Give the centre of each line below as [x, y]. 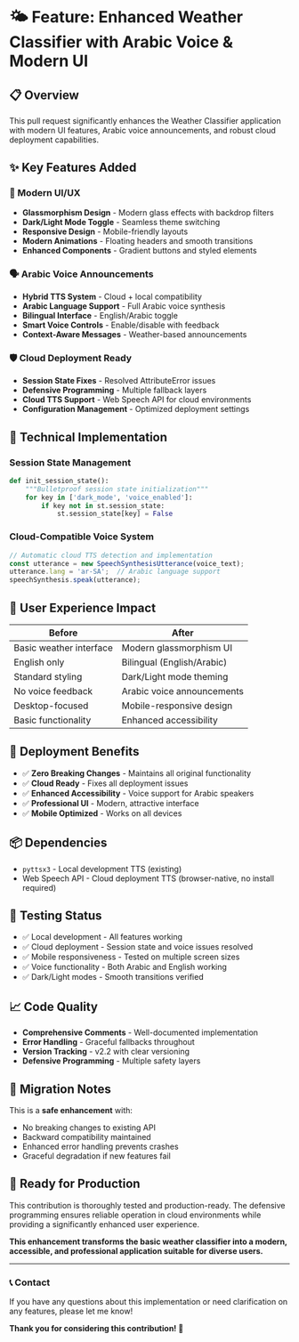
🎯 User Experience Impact [83, 607]
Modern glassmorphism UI [177, 648]
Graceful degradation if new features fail [96, 1156]
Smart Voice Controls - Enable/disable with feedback [121, 325]
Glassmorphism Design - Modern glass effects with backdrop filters [148, 212]
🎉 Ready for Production [75, 1184]
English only [39, 662]
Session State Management [70, 462]
